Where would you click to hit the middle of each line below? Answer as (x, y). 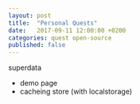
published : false (37, 45)
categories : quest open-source (60, 38)
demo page (39, 83)
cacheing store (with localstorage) (76, 91)
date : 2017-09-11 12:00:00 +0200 (67, 30)
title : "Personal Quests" (53, 23)
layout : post (30, 15)
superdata (25, 67)
